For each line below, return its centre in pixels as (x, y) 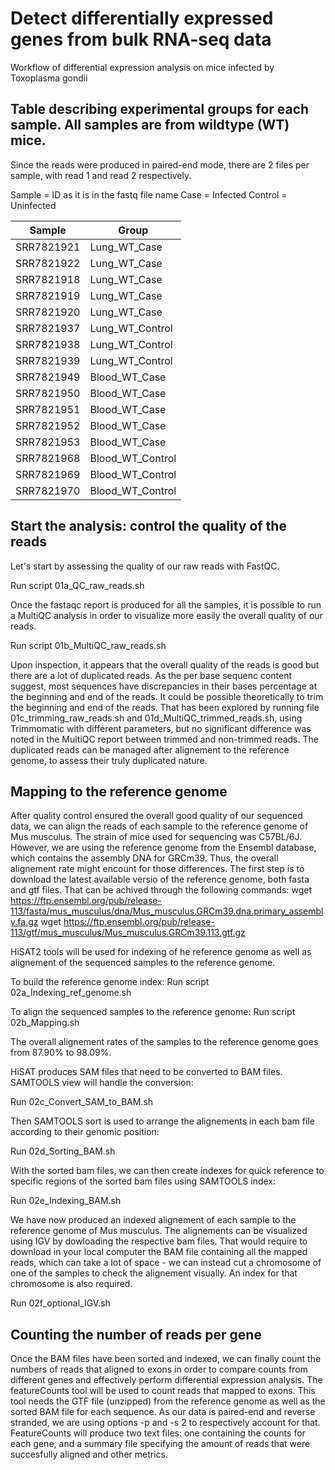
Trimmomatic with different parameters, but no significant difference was (161, 728)
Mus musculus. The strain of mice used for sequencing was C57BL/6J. (156, 837)
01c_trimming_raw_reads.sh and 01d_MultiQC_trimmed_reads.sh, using (156, 718)
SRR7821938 (48, 344)
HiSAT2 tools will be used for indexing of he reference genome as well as (161, 952)
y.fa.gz (24, 922)
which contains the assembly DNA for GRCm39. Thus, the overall (144, 858)
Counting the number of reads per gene (136, 1334)
